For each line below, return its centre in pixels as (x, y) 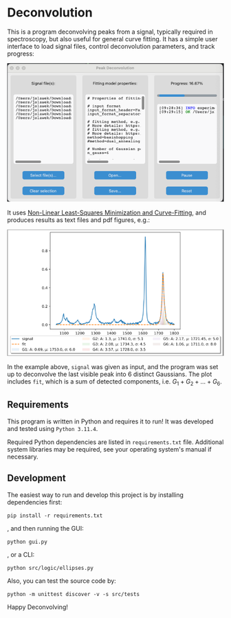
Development (37, 478)
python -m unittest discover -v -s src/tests (73, 594)
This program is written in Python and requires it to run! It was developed (110, 421)
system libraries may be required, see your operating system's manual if (109, 449)
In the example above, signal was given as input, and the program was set (113, 367)
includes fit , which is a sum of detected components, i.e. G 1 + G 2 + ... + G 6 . (114, 382)
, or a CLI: (21, 554)
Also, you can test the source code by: (62, 581)
